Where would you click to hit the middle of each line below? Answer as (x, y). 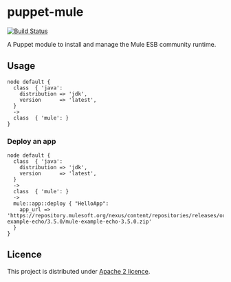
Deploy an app (32, 141)
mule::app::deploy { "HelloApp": (61, 204)
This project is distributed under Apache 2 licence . (79, 271)
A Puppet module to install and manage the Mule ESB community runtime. (112, 44)
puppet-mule (45, 12)
